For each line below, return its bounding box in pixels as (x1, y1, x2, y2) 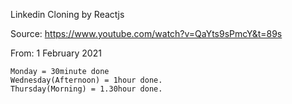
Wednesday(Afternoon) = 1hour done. (10, 75, 163, 85)
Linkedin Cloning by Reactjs (10, 9, 125, 20)
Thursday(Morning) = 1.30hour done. (10, 84, 163, 94)
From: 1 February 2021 (10, 47, 102, 59)
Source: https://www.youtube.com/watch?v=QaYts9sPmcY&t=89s (10, 28, 283, 39)
